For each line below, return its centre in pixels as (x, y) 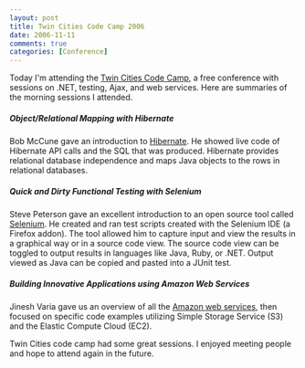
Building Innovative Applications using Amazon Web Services (130, 283)
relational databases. (49, 171)
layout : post (34, 18)
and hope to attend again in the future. (82, 353)
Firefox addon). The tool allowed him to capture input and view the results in (152, 234)
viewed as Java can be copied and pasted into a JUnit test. (121, 263)
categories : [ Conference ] (58, 52)
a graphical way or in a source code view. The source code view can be (145, 244)
